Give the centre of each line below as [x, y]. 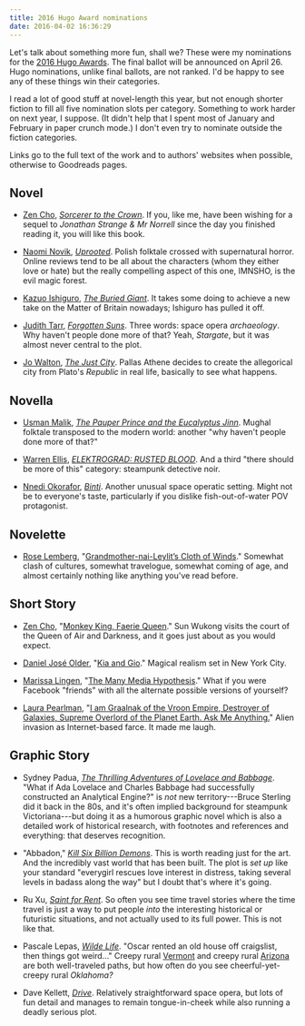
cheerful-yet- [255, 965]
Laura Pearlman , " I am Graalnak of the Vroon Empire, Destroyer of [146, 707]
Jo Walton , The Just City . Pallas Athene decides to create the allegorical [157, 362]
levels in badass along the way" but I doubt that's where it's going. [147, 882]
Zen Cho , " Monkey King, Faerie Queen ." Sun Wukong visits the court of [156, 626]
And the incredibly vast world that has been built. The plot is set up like [155, 863]
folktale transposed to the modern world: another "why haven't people [154, 432]
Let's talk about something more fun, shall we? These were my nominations [151, 52]
